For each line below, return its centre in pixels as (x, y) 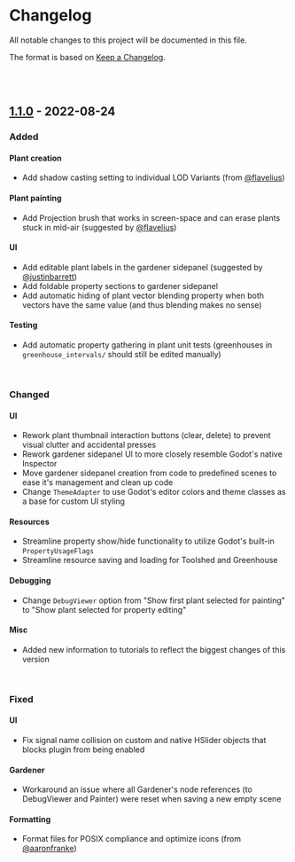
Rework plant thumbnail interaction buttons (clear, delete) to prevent (147, 435)
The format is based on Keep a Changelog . (87, 57)
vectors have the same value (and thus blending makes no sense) (142, 305)
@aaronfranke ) (49, 849)
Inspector (39, 464)
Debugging (30, 580)
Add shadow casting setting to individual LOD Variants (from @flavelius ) (153, 177)
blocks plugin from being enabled (83, 749)
